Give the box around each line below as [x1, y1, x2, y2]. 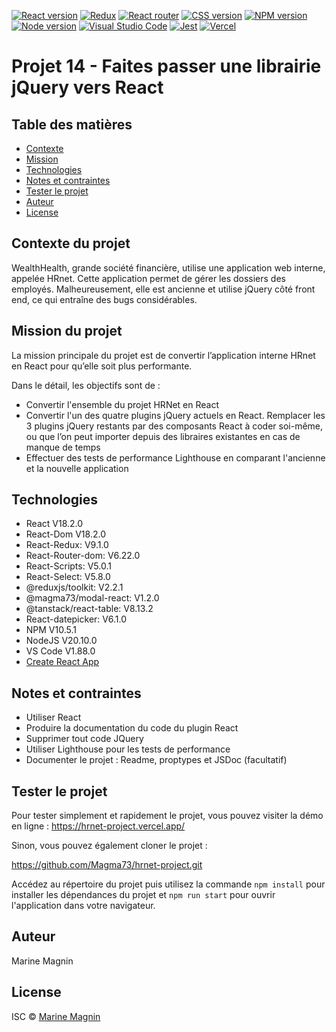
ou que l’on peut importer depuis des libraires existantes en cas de [25, 430, 301, 442]
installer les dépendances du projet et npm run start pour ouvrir [11, 889, 276, 901]
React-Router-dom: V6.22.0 [25, 550, 141, 562]
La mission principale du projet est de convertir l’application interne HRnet [11, 349, 316, 361]
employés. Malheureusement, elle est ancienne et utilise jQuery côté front [11, 283, 316, 295]
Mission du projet [11, 323, 123, 340]
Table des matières [11, 116, 133, 133]
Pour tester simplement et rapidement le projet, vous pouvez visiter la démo [11, 810, 324, 822]
